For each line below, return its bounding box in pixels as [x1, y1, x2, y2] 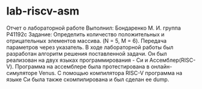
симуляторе [6, 69, 38, 76]
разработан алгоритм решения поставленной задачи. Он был [6, 50, 167, 57]
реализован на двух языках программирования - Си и [6, 56, 148, 64]
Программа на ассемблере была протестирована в [15, 62, 150, 70]
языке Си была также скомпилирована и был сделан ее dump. [6, 76, 169, 83]
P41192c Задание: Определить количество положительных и [6, 30, 165, 38]
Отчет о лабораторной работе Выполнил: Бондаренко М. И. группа [6, 24, 181, 31]
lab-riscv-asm [6, 4, 80, 18]
